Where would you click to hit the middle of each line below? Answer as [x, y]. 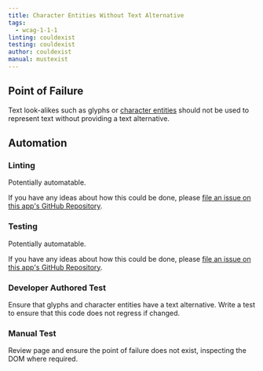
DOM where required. [43, 359]
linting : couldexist [42, 37]
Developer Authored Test [57, 288]
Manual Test [32, 333]
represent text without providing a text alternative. [89, 118]
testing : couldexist [42, 45]
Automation [38, 143]
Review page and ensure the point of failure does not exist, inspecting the [128, 351]
